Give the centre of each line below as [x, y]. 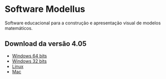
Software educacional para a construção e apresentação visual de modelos [83, 23]
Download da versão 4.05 [46, 44]
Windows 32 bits [29, 61]
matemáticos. [19, 28]
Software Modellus [45, 9]
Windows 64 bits [29, 56]
